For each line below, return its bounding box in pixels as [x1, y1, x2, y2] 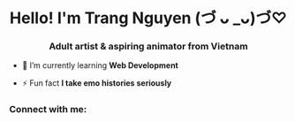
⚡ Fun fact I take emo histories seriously [21, 78, 172, 88]
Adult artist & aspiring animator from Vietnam [48, 41, 249, 53]
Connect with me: [9, 103, 87, 116]
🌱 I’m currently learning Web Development [21, 60, 178, 71]
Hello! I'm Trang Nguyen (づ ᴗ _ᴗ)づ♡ [9, 8, 288, 28]
